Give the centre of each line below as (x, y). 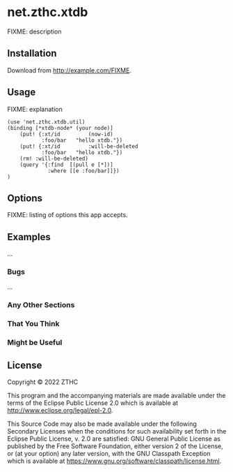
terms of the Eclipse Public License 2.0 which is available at (93, 403)
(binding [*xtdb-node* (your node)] (60, 128)
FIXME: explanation (35, 109)
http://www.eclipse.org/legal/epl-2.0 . (60, 411)
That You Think (33, 324)
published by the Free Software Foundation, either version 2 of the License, (115, 446)
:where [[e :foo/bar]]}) (83, 171)
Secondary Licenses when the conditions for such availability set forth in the (117, 432)
